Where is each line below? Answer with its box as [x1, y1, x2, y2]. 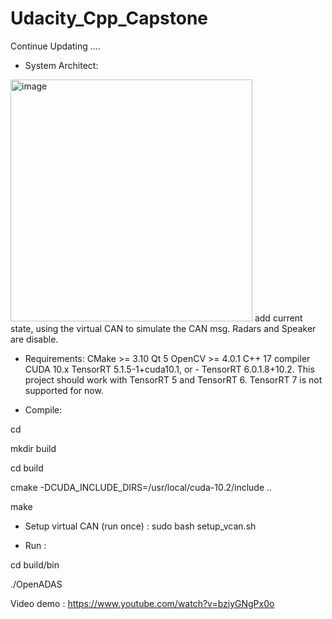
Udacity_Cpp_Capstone [10, 7, 208, 30]
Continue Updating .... [10, 40, 101, 52]
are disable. [10, 333, 59, 345]
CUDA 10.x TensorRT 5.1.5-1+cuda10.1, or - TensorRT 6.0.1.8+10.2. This [24, 363, 315, 375]
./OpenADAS [10, 578, 63, 590]
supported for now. [24, 384, 104, 396]
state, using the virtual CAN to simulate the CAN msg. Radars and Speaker [10, 322, 317, 334]
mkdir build [10, 442, 57, 454]
